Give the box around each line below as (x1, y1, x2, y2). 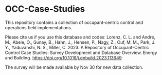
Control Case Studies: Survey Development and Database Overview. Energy (5, 50, 157, 56)
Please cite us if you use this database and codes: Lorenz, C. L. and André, (5, 34, 156, 40)
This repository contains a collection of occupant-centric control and (5, 19, 144, 25)
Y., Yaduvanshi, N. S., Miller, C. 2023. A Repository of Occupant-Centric (5, 44, 149, 50)
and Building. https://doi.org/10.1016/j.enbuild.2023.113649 (5, 55, 122, 60)
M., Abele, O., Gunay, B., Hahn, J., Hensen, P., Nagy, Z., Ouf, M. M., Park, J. (5, 39, 156, 45)
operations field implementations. (5, 24, 72, 30)
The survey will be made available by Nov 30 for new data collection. (5, 64, 144, 70)
